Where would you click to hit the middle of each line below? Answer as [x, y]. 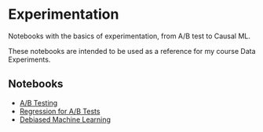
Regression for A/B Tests [60, 111]
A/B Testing [38, 102]
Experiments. [29, 59]
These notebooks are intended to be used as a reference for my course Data [132, 51]
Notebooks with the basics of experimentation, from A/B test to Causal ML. [130, 36]
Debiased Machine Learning [65, 120]
